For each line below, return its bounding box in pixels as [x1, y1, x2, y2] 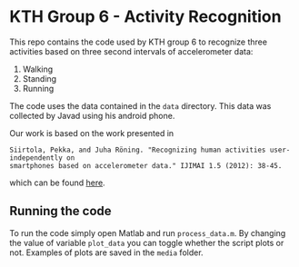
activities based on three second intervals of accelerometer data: [9, 45, 254, 56]
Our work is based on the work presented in [9, 127, 174, 138]
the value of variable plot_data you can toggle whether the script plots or [9, 237, 284, 248]
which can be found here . [9, 177, 106, 188]
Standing [22, 73, 57, 84]
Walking [22, 64, 54, 74]
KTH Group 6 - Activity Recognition [9, 6, 282, 27]
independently [9, 153, 64, 163]
